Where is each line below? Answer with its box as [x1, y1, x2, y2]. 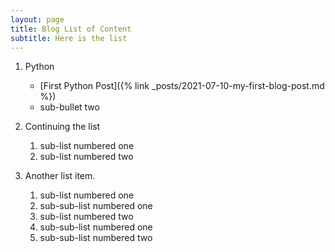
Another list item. [24, 170, 96, 182]
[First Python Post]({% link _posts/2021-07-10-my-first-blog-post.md [39, 80, 325, 92]
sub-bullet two [39, 101, 100, 113]
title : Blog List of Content [10, 24, 132, 34]
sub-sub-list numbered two [39, 232, 153, 244]
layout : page [10, 14, 65, 25]
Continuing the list [24, 121, 101, 133]
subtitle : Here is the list [10, 33, 128, 43]
